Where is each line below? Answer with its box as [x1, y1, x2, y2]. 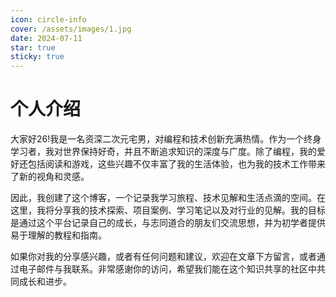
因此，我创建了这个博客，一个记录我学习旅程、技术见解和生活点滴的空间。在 [10, 192, 326, 204]
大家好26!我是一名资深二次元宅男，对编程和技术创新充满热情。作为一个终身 [10, 133, 322, 145]
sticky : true [10, 52, 65, 62]
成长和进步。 [18, 276, 72, 288]
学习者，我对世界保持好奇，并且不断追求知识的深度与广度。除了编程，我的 [10, 146, 317, 158]
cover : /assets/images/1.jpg [10, 24, 132, 34]
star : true [10, 42, 56, 53]
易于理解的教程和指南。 [10, 229, 107, 241]
